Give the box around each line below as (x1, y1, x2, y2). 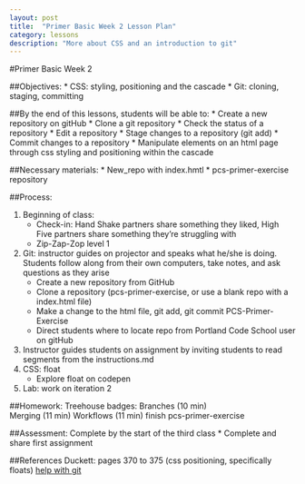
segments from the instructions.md (22, 354, 154, 365)
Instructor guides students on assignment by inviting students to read (22, 344, 283, 355)
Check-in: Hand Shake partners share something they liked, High (35, 219, 280, 230)
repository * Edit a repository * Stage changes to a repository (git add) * (9, 128, 279, 139)
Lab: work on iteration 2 (22, 383, 112, 394)
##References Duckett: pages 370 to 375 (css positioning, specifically (9, 455, 272, 466)
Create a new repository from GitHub (35, 277, 175, 288)
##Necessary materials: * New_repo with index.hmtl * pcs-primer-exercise (9, 164, 289, 175)
